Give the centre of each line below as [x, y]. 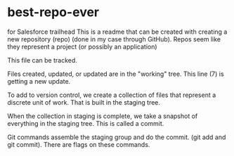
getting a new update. [39, 81]
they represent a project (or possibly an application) [82, 46]
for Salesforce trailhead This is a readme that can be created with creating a [117, 32]
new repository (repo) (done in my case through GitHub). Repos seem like [114, 39]
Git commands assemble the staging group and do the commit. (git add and [117, 137]
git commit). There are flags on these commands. [79, 144]
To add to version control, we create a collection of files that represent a [112, 95]
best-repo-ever [53, 12]
